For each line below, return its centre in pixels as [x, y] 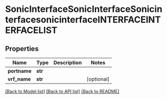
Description [68, 62]
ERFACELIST [31, 30]
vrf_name [19, 79]
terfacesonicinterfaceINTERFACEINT [83, 20]
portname [19, 71]
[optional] [98, 79]
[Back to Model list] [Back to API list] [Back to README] [62, 91]
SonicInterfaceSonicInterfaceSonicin [84, 9]
